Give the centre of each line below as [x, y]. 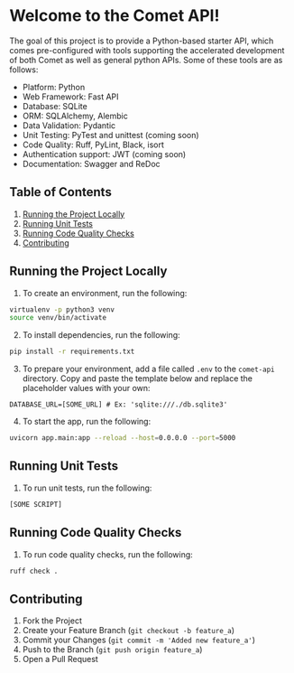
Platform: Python [54, 87]
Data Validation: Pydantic [69, 125]
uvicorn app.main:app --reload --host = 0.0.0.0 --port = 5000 [123, 438]
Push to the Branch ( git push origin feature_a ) [112, 650]
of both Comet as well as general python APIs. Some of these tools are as [146, 60]
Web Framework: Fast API [70, 97]
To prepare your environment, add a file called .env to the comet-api [148, 369]
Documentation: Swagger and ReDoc [91, 164]
